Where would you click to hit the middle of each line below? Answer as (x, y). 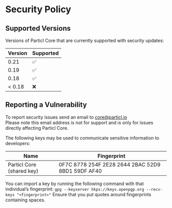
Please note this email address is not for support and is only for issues (79, 122)
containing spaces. (25, 200)
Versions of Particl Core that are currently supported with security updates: (85, 40)
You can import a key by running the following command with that (75, 183)
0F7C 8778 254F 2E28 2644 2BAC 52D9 (110, 165)
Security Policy (38, 9)
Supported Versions (38, 28)
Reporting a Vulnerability (46, 105)
